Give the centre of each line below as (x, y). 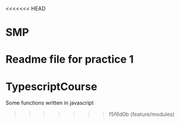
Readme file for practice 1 (70, 59)
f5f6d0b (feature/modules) (142, 114)
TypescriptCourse (51, 87)
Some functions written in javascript (50, 103)
